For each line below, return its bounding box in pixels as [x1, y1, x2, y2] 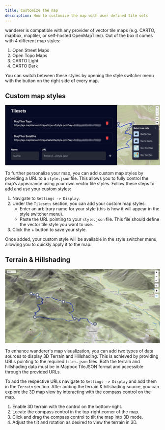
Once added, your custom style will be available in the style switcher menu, [5, 236, 158, 242]
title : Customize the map [5, 8, 58, 13]
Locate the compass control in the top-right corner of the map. [12, 409, 139, 415]
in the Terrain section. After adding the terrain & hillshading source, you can [5, 384, 160, 390]
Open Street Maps [12, 47, 50, 53]
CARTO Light [12, 57, 39, 63]
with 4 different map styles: [5, 37, 60, 44]
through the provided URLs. [5, 369, 61, 375]
